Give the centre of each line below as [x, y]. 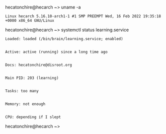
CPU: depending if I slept [33, 117]
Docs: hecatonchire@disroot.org [39, 65]
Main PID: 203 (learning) [32, 78]
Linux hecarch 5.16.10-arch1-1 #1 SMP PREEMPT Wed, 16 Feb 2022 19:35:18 [83, 16]
